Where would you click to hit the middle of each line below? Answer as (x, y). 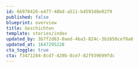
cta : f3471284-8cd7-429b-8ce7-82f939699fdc (61, 56)
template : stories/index (37, 34)
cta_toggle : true (28, 50)
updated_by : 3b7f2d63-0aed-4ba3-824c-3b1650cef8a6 (70, 39)
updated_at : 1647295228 (35, 45)
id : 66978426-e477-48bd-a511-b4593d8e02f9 (59, 12)
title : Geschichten (30, 28)
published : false (28, 17)
